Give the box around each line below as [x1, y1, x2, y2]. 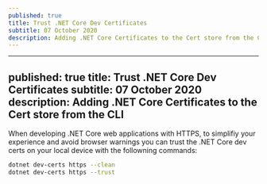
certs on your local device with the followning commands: [8, 146, 198, 155]
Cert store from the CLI [8, 108, 125, 121]
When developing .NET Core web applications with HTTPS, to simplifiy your [8, 128, 256, 139]
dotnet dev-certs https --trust [8, 168, 115, 176]
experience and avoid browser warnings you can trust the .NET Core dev [8, 137, 247, 147]
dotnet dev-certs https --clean [8, 161, 115, 169]
